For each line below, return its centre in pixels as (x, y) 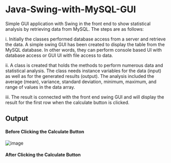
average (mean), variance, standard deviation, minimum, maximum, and (81, 81)
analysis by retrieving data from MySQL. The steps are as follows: (75, 29)
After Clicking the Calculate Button (43, 155)
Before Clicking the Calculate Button (45, 131)
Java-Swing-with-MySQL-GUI (71, 9)
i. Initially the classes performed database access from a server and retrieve (85, 39)
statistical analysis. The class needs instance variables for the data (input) (83, 71)
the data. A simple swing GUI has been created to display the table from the (85, 44)
